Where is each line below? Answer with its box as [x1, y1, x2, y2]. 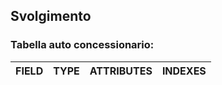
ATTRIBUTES [89, 64, 153, 78]
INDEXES [161, 64, 207, 78]
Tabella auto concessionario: [10, 38, 155, 52]
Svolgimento [10, 8, 92, 25]
